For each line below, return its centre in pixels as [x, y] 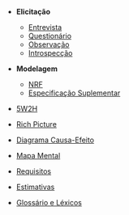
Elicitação [33, 12]
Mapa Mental [38, 156]
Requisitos [34, 171]
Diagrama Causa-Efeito [55, 140]
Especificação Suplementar [74, 93]
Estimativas [35, 187]
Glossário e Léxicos [49, 202]
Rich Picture [36, 124]
